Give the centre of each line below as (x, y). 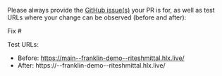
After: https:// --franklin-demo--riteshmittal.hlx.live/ (91, 65)
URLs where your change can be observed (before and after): (97, 17)
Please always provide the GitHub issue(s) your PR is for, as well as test (111, 10)
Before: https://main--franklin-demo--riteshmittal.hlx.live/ (101, 58)
